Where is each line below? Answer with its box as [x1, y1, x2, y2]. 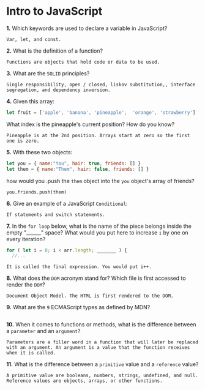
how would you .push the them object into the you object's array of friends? [6, 177, 195, 184]
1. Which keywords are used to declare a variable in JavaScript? [6, 24, 168, 32]
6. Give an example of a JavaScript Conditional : [6, 200, 128, 207]
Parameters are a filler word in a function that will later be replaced [6, 339, 199, 345]
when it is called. [6, 350, 56, 356]
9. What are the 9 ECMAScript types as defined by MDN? [6, 304, 151, 311]
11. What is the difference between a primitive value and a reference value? [6, 361, 199, 368]
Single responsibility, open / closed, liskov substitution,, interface [6, 81, 196, 88]
